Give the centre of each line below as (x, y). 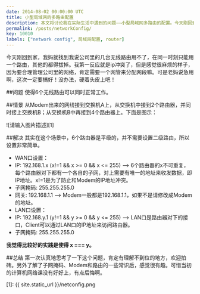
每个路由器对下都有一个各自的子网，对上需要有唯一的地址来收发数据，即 (103, 173)
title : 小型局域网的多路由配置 (40, 17)
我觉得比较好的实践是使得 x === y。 (51, 245)
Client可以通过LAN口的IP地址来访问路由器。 (79, 225)
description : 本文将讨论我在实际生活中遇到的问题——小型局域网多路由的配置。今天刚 (97, 23)
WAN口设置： (32, 158)
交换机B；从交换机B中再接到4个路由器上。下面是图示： (90, 112)
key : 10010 (20, 34)
